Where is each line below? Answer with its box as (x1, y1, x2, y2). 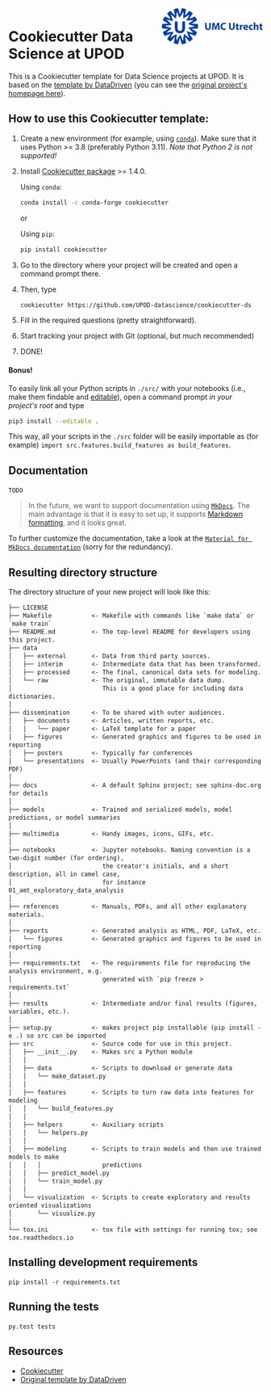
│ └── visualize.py (8, 1209, 95, 1218)
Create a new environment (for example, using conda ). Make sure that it (19, 133, 256, 143)
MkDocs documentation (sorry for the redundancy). (8, 542, 173, 552)
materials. (8, 910, 45, 919)
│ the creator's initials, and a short (8, 862, 229, 871)
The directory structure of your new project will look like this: (8, 587, 211, 597)
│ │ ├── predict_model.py (8, 1169, 110, 1178)
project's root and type (8, 400, 85, 410)
